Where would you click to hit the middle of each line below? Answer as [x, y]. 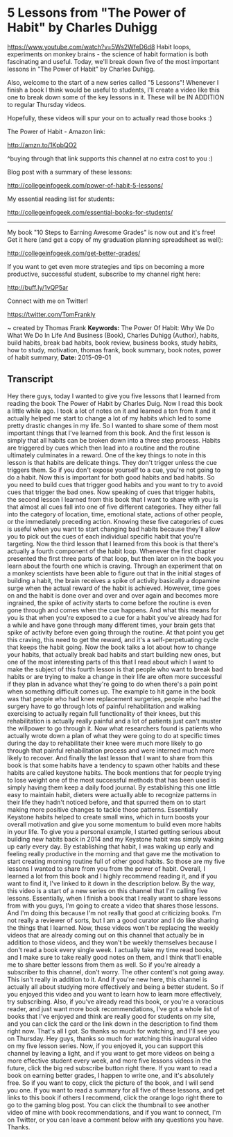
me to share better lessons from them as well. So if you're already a [104, 965]
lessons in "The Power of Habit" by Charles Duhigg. [81, 69]
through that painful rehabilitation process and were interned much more [111, 750]
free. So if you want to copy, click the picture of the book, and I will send [111, 1083]
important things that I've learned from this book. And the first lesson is [109, 433]
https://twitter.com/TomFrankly [51, 314]
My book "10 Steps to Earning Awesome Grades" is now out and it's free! [111, 232]
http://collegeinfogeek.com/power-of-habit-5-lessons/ [85, 185]
